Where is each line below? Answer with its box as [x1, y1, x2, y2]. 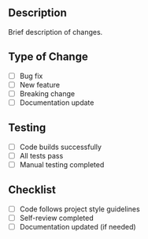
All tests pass [19, 151, 64, 160]
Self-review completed [19, 213, 94, 222]
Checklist [8, 183, 57, 196]
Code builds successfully [19, 142, 102, 151]
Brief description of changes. [8, 27, 103, 36]
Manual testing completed [19, 159, 105, 169]
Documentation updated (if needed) [19, 222, 136, 231]
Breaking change [19, 88, 76, 98]
